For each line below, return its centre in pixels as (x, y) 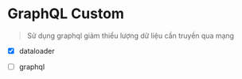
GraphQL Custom (66, 14)
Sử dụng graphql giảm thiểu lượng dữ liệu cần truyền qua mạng (131, 36)
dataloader (37, 51)
